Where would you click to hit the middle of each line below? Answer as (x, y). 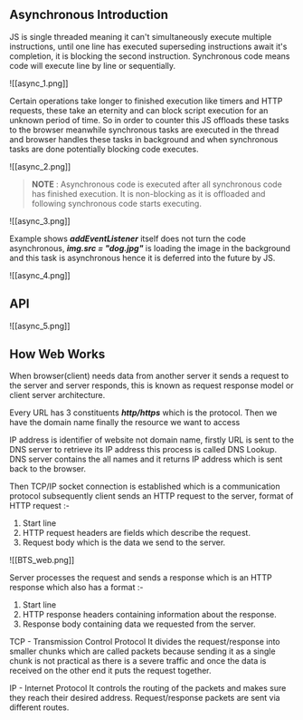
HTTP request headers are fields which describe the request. (137, 533)
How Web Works (57, 354)
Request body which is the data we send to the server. (124, 542)
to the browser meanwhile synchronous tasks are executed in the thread (144, 130)
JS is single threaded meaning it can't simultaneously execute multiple (141, 36)
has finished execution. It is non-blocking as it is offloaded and (148, 193)
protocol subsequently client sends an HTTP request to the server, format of (151, 496)
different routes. (39, 707)
